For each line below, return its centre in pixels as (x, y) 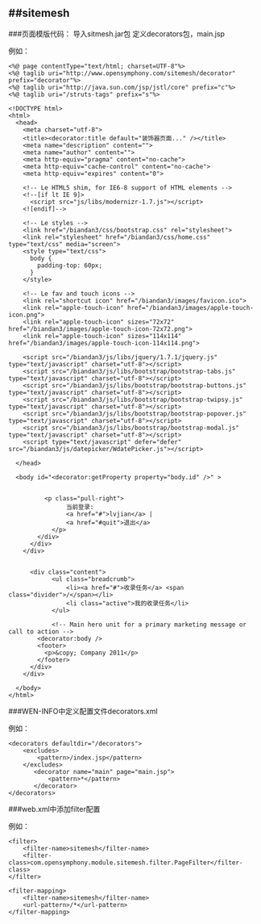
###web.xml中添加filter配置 (54, 809)
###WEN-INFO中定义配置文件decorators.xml (83, 711)
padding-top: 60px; (70, 265)
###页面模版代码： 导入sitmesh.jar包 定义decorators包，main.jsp (117, 33)
